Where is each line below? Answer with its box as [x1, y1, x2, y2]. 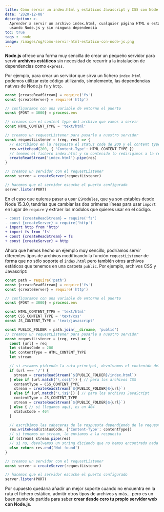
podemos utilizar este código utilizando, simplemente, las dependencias [5, 78, 150, 83]
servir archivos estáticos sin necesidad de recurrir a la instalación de [5, 57, 145, 64]
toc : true [5, 30, 25, 35]
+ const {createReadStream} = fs [5, 234, 73, 239]
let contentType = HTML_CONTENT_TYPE [9, 350, 86, 355]
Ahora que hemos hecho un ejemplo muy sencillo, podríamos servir [5, 247, 142, 253]
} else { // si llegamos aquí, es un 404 [9, 404, 95, 409]
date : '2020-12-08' [5, 12, 45, 17]
